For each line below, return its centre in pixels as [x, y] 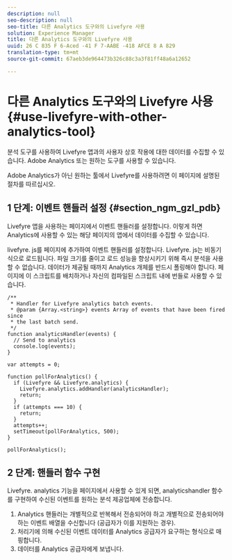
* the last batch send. [44, 322]
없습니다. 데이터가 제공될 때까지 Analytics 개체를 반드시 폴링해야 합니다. [119, 267]
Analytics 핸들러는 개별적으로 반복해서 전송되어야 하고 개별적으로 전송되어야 [121, 514]
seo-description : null [40, 20]
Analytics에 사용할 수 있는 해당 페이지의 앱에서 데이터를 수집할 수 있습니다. [108, 234]
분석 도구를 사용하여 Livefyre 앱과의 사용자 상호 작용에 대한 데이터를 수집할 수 [112, 152]
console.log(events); [45, 346]
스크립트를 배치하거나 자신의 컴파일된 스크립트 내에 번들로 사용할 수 [124, 275]
